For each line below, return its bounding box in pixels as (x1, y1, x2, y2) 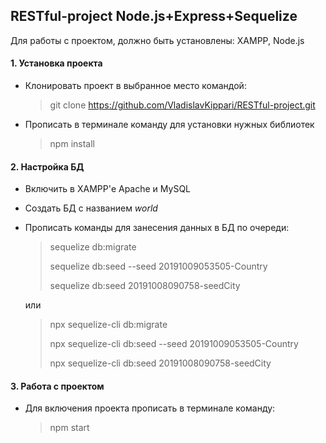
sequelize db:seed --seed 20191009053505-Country (49, 260, 268, 273)
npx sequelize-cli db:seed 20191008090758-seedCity (49, 357, 272, 369)
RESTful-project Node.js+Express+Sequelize (10, 8, 298, 25)
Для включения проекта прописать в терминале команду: (24, 402, 276, 414)
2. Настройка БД (10, 160, 85, 173)
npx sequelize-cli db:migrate (49, 319, 168, 331)
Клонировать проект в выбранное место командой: (24, 80, 247, 92)
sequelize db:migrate (49, 241, 137, 253)
